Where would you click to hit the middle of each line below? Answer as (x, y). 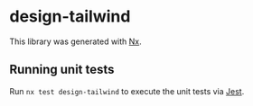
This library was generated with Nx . (75, 41)
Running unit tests (62, 70)
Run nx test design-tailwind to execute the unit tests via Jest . (127, 91)
